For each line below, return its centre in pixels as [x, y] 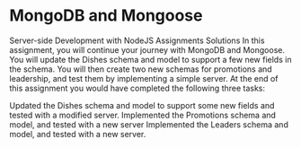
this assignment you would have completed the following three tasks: [137, 88]
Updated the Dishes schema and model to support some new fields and [142, 105]
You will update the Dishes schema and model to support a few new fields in [150, 59]
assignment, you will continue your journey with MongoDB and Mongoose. [147, 49]
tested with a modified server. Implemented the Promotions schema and [143, 115]
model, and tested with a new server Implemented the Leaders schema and [149, 124]
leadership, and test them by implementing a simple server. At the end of [144, 78]
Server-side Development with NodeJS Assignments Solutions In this [137, 40]
